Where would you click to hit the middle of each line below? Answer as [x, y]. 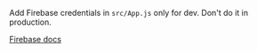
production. [30, 22]
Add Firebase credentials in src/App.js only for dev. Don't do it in [129, 13]
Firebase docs [36, 39]
